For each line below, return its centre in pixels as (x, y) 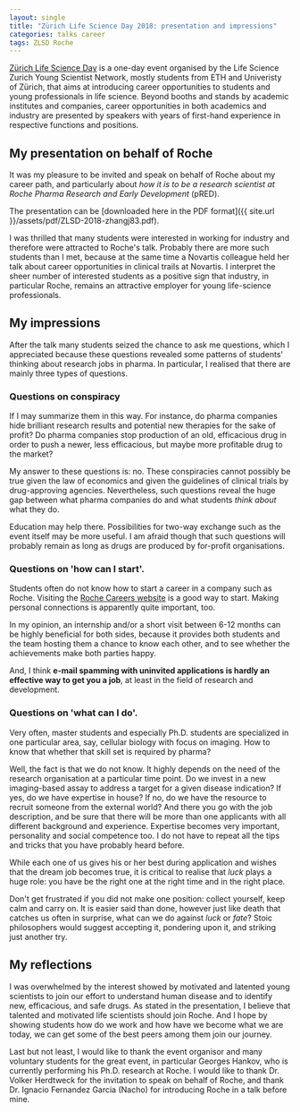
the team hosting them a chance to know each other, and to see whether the (150, 644)
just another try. (38, 937)
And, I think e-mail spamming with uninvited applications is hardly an (140, 671)
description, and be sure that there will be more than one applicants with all (148, 817)
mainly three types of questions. (68, 373)
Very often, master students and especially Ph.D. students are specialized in (149, 732)
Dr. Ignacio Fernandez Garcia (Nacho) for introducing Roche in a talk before (148, 1090)
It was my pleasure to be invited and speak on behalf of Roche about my (142, 175)
